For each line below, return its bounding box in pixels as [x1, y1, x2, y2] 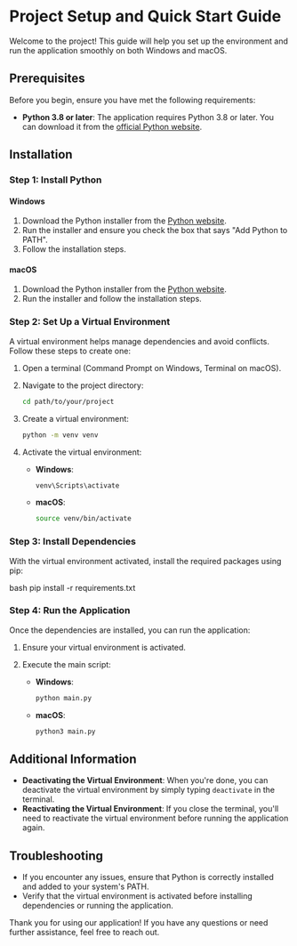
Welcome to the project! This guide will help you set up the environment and [9, 36, 289, 46]
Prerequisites [9, 71, 85, 86]
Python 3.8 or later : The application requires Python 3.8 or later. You [21, 111, 274, 122]
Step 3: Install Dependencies [9, 536, 136, 548]
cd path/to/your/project [21, 397, 115, 406]
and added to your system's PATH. [21, 881, 149, 892]
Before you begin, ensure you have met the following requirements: [9, 94, 256, 105]
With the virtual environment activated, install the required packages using [9, 555, 282, 566]
